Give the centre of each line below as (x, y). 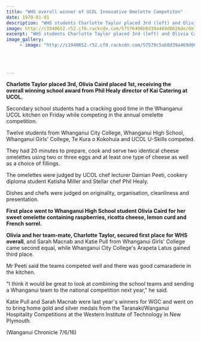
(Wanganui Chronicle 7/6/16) (41, 332)
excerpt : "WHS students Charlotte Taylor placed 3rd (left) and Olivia (97, 34)
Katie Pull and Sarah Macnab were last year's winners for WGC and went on (100, 302)
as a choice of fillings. (33, 164)
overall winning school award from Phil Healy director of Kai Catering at (97, 91)
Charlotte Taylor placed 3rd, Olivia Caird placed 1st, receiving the (89, 84)
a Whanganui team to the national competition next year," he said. (87, 290)
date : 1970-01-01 (28, 17)
